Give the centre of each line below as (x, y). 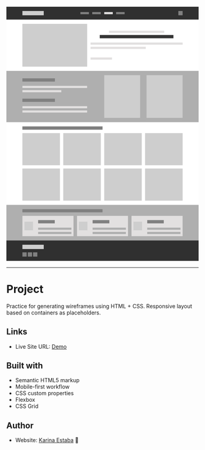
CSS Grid (27, 406)
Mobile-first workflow (42, 387)
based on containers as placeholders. (54, 313)
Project (25, 289)
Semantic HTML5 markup (47, 380)
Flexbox (25, 400)
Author (20, 425)
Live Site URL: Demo (41, 346)
